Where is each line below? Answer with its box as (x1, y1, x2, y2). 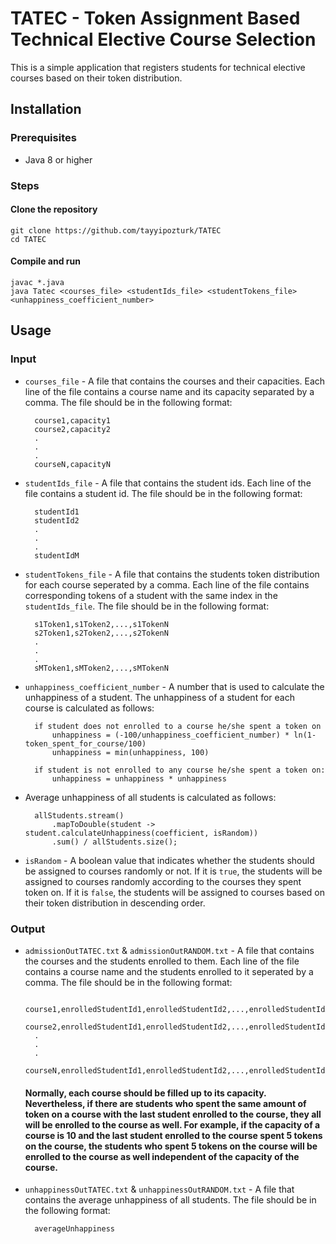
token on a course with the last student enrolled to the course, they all (24, 1108, 322, 1120)
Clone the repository (10, 203, 98, 216)
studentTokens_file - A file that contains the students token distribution (24, 568, 320, 580)
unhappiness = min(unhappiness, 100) (51, 747, 210, 757)
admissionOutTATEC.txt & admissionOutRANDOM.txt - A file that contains (24, 944, 315, 956)
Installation (10, 101, 82, 118)
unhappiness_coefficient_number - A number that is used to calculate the (24, 680, 325, 692)
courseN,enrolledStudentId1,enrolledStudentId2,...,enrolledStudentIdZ (24, 1065, 330, 1076)
